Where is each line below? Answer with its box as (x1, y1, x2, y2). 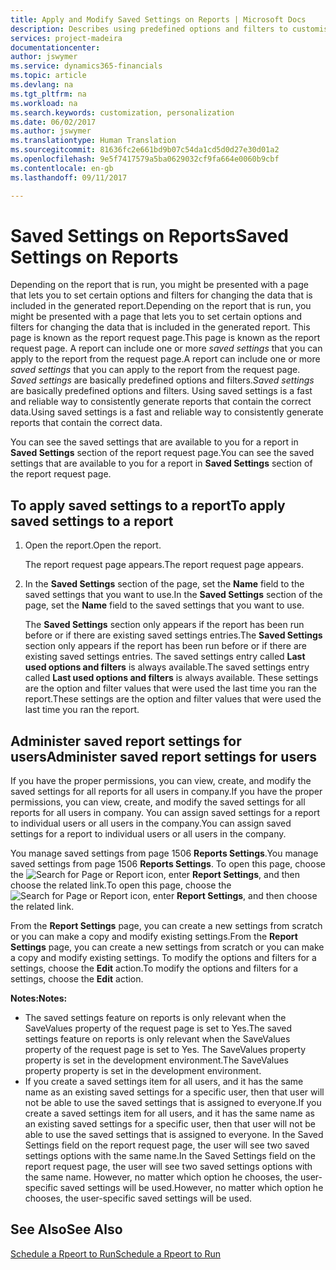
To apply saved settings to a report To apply (10, 497, 286, 514)
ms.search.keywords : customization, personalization (10, 107, 235, 118)
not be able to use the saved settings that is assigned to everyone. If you (24, 1097, 322, 1109)
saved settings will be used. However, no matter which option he (59, 1182, 324, 1194)
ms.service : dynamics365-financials (10, 61, 163, 71)
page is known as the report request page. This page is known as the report (10, 332, 321, 344)
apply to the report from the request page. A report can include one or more (10, 353, 321, 365)
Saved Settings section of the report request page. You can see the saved (10, 447, 315, 459)
